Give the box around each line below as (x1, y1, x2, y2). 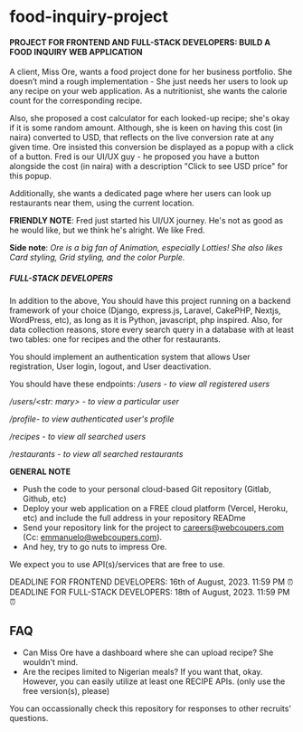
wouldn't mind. (22, 657, 79, 668)
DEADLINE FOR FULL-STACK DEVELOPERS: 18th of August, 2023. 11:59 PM (9, 586, 290, 598)
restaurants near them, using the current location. (9, 197, 194, 209)
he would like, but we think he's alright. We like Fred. (9, 224, 205, 236)
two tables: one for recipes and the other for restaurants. (9, 334, 222, 345)
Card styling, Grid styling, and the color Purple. (9, 252, 185, 263)
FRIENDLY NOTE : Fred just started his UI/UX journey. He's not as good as (9, 215, 283, 226)
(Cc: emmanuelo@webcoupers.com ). (22, 532, 163, 543)
